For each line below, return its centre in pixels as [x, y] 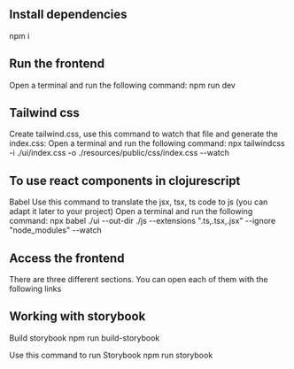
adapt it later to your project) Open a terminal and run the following [131, 211]
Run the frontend [57, 64]
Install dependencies [68, 15]
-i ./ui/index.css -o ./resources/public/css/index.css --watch [120, 153]
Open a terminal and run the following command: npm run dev [123, 85]
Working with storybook [77, 316]
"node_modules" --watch [55, 230]
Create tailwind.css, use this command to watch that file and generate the [144, 134]
